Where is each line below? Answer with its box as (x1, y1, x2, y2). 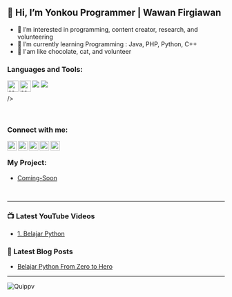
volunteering (17, 32, 54, 41)
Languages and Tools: (7, 64, 83, 74)
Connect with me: (7, 125, 68, 135)
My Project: (7, 158, 47, 168)
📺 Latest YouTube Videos (7, 211, 95, 221)
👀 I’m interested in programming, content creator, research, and (17, 25, 198, 33)
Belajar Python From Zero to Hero (17, 262, 113, 271)
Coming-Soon (17, 173, 57, 182)
